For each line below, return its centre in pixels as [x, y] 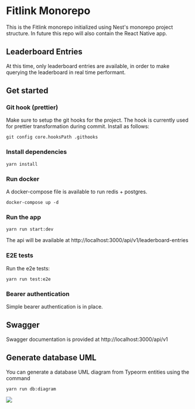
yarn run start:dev [30, 229]
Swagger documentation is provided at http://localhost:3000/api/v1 [87, 339]
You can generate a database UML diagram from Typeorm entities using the [97, 372]
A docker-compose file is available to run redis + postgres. [77, 192]
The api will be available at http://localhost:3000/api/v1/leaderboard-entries [97, 240]
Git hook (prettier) [32, 108]
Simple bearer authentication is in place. [55, 306]
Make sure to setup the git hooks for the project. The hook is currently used [97, 120]
